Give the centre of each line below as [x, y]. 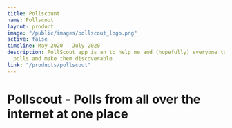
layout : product [30, 26]
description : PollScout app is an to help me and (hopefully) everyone [112, 53]
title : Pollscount [33, 13]
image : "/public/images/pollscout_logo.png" [72, 33]
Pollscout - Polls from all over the [104, 99]
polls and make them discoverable [63, 59]
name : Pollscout [30, 20]
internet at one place [68, 114]
